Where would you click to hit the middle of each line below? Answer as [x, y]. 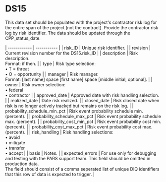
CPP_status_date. [23, 38]
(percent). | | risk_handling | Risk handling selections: [59, 132]
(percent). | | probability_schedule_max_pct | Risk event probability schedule [83, 116]
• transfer [15, 148]
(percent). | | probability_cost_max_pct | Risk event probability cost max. [79, 126]
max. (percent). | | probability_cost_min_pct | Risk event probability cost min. [83, 121]
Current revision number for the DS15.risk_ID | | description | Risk [72, 53]
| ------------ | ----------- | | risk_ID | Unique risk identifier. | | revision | [78, 48]
